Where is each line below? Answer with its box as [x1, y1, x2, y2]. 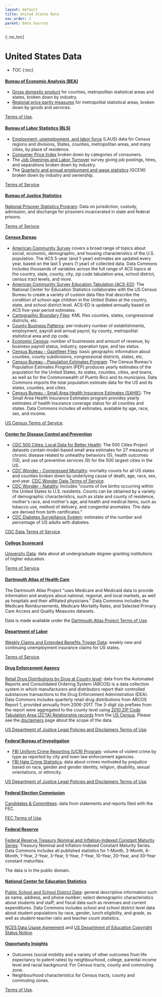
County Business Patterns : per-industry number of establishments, [12, 323, 146, 328]
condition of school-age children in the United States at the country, [12, 297, 148, 303]
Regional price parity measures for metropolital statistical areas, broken [12, 99, 155, 105]
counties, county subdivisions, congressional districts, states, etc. [12, 354, 144, 359]
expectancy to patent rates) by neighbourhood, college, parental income [12, 957, 157, 963]
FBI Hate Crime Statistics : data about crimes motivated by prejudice [12, 759, 147, 765]
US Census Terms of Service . [5, 420, 64, 426]
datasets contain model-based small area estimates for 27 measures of [12, 447, 154, 453]
